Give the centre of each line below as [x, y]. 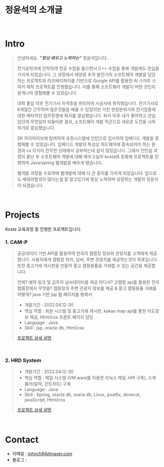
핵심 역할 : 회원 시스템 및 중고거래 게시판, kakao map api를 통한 [85, 311]
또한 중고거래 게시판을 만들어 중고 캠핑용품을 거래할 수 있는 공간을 [80, 266]
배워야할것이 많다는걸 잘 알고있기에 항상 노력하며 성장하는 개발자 [84, 179]
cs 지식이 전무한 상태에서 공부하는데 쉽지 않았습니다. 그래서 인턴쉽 [89, 150]
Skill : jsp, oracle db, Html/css [54, 328]
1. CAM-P [16, 242]
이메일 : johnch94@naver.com [42, 454]
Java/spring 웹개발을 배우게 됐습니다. [66, 163]
